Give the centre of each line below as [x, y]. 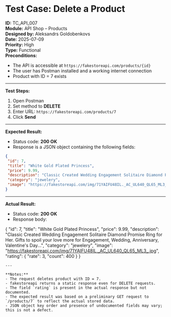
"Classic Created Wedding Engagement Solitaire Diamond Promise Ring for [84, 234]
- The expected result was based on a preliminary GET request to [77, 297]
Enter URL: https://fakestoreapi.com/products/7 [64, 111]
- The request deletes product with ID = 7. [53, 279]
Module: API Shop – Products [36, 28]
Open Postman [28, 100]
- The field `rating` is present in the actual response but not [76, 288]
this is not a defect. [29, 310]
